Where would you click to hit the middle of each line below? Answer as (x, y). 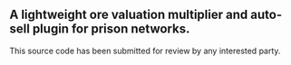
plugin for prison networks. (111, 29)
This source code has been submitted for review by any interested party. (145, 51)
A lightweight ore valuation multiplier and (129, 15)
